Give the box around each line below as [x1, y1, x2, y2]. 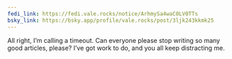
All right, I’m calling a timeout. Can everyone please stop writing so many [7, 36, 221, 44]
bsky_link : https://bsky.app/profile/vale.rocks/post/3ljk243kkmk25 [7, 17, 214, 24]
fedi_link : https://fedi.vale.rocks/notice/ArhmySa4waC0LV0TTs [7, 10, 199, 18]
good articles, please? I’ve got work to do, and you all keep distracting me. [7, 44, 226, 52]
